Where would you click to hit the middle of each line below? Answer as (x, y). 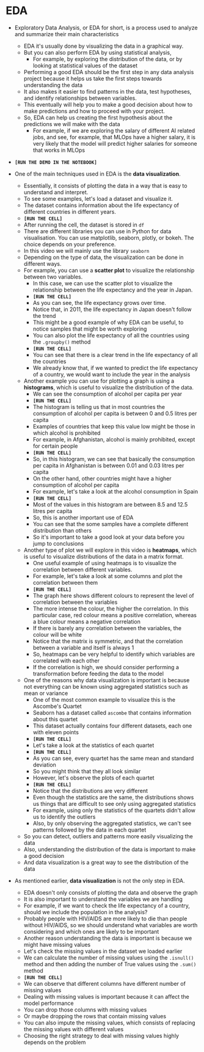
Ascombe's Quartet (57, 706)
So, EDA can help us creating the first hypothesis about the (98, 118)
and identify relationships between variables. (80, 98)
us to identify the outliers (64, 817)
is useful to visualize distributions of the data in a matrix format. (104, 556)
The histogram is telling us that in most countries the (99, 407)
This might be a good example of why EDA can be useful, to (108, 322)
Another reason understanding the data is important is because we (108, 938)
